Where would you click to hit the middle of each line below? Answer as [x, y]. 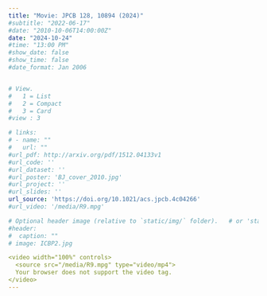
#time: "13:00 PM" [39, 45]
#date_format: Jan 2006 [48, 68]
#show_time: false [39, 60]
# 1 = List [30, 96]
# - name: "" [30, 140]
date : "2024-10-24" [41, 38]
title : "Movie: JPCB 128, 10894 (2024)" [76, 16]
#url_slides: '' [35, 192]
